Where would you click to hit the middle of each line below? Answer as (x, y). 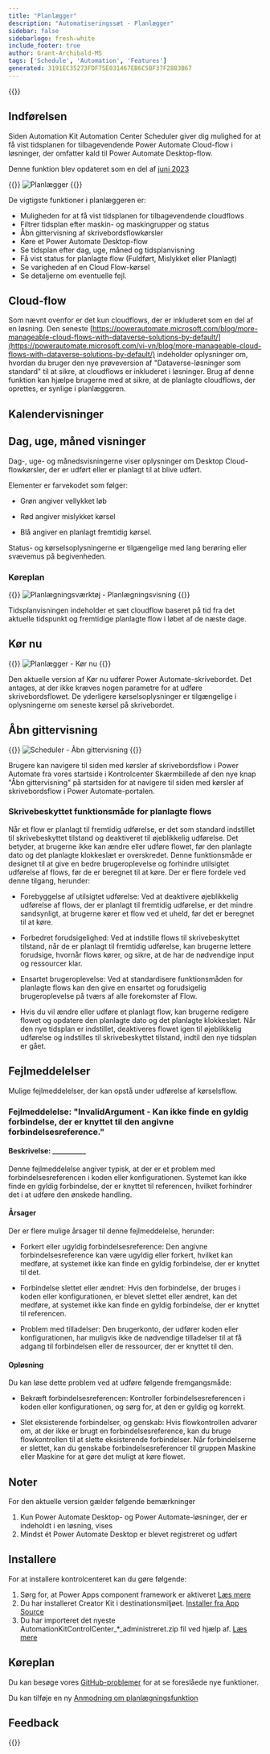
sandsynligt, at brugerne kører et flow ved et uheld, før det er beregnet (137, 913)
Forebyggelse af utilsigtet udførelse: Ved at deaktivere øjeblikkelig (129, 896)
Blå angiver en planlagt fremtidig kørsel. (86, 532)
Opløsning (26, 1365)
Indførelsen (38, 116)
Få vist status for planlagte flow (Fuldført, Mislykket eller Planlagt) (128, 258)
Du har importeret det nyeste (67, 1620)
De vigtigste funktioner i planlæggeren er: (77, 200)
